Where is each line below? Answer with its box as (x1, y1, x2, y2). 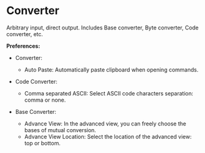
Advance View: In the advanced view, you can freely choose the (24, 120, 187, 127)
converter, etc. (6, 30, 43, 37)
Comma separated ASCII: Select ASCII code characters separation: (24, 89, 194, 97)
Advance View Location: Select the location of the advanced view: (24, 133, 192, 140)
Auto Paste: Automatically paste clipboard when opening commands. (24, 65, 199, 73)
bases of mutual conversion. (24, 126, 97, 133)
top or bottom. (24, 139, 61, 147)
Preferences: (6, 42, 40, 50)
